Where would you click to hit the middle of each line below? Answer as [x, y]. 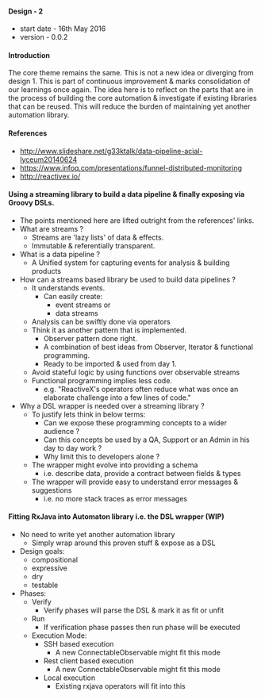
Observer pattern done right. [90, 338]
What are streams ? [52, 229]
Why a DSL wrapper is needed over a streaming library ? [112, 405]
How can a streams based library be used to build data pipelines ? [128, 279]
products [46, 271]
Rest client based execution [88, 661]
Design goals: [42, 551]
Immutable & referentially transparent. [93, 245]
